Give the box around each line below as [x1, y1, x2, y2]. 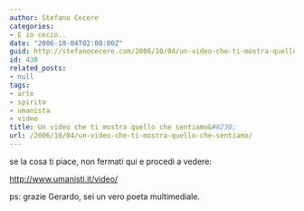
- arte [9, 89, 34, 98]
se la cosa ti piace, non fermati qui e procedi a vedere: [9, 156, 213, 167]
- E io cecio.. [9, 30, 67, 39]
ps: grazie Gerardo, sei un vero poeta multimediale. [9, 191, 201, 202]
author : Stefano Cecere [9, 13, 100, 23]
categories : [9, 22, 54, 31]
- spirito [9, 97, 47, 107]
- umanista [9, 106, 51, 115]
